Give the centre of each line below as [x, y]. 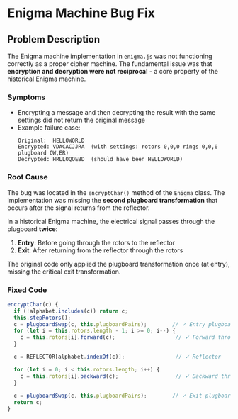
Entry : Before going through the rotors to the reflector [96, 242]
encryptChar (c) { [33, 304]
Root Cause [28, 177]
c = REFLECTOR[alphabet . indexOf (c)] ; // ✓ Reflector [118, 357]
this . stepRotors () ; [42, 318]
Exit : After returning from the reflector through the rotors [100, 250]
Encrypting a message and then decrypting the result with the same [117, 113]
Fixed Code [27, 290]
